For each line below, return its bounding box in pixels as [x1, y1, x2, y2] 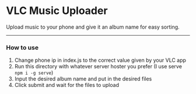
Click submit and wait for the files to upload [14, 82, 120, 89]
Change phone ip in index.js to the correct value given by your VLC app [14, 57, 187, 64]
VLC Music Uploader [6, 4, 108, 18]
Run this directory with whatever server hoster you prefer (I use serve [14, 63, 183, 70]
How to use [6, 43, 39, 51]
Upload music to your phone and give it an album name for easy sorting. [6, 23, 180, 30]
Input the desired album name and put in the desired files [14, 75, 152, 82]
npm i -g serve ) [14, 69, 54, 76]
